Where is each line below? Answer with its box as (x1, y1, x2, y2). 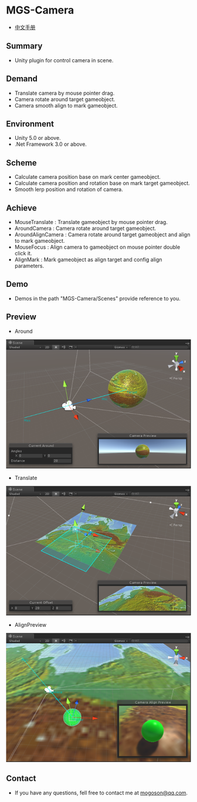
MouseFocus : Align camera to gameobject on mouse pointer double (14, 243, 181, 250)
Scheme (6, 158, 37, 168)
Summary (6, 41, 43, 51)
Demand (6, 74, 38, 84)
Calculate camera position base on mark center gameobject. (14, 173, 161, 181)
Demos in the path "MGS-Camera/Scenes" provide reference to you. (14, 295, 181, 302)
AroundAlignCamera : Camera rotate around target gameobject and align (14, 231, 191, 238)
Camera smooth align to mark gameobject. (14, 102, 118, 109)
